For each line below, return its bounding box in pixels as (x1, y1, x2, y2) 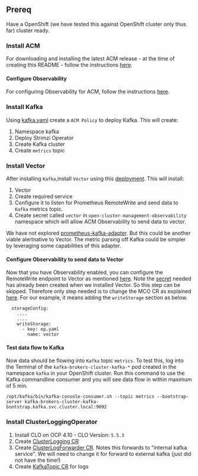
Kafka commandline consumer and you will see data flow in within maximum (6, 376, 192, 383)
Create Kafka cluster (14, 140, 65, 148)
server (6, 399, 22, 405)
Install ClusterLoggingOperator (6, 418, 98, 426)
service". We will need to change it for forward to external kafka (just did (14, 450, 191, 457)
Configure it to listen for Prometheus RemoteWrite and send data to (14, 199, 178, 206)
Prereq (6, 5, 31, 15)
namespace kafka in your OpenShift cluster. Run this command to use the (6, 370, 185, 377)
